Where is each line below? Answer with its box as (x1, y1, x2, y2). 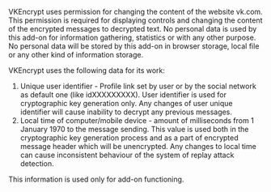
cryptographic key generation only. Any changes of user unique (19, 99, 233, 108)
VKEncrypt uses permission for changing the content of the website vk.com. (8, 7, 263, 16)
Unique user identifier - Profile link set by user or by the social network (19, 81, 256, 91)
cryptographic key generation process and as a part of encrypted (19, 133, 239, 143)
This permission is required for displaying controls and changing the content (8, 15, 263, 25)
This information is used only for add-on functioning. (8, 174, 184, 184)
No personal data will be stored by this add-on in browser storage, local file (8, 41, 260, 51)
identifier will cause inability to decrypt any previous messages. (19, 107, 233, 117)
